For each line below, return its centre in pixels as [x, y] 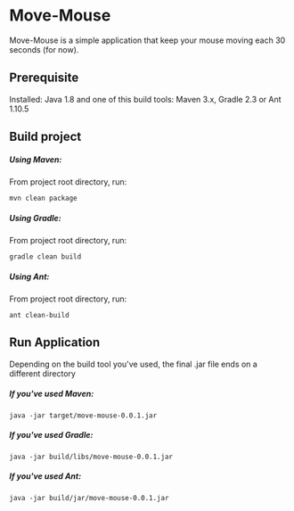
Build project [45, 137]
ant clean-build [39, 316]
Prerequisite [44, 78]
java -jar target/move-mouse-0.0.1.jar [83, 416]
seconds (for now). [44, 49]
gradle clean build [45, 257]
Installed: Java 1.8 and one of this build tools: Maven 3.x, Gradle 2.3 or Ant [146, 99]
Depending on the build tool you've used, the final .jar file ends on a [134, 364]
